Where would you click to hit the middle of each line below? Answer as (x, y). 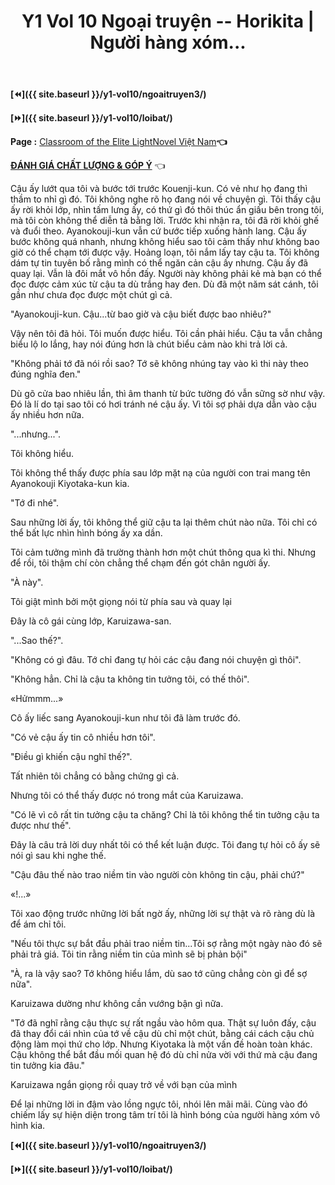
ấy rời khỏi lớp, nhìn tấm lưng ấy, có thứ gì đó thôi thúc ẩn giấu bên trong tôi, (167, 210)
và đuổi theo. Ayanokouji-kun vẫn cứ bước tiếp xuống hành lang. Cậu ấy (158, 231)
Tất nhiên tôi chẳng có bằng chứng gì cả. (95, 776)
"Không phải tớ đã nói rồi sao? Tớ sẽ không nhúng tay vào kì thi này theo (159, 364)
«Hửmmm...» (37, 699)
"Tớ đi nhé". (35, 503)
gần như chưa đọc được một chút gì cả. (91, 295)
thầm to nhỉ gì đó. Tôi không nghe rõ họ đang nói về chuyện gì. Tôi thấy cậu (166, 199)
